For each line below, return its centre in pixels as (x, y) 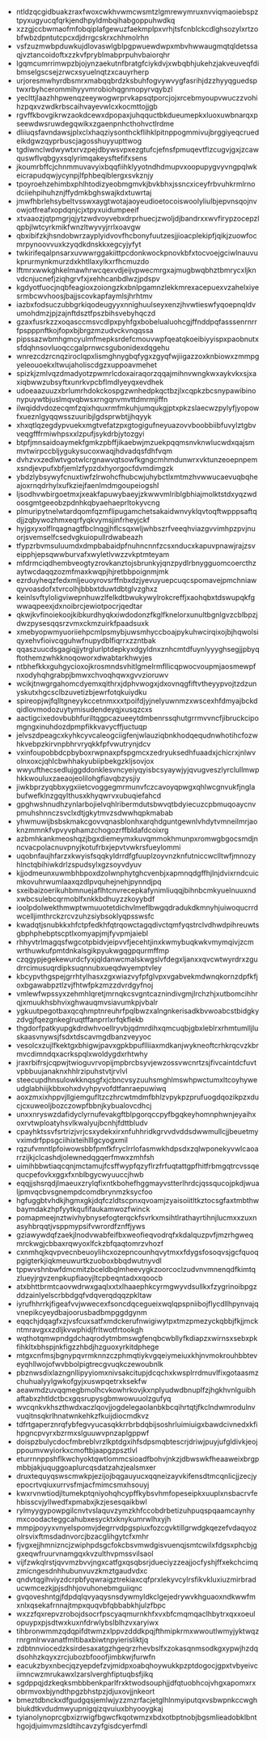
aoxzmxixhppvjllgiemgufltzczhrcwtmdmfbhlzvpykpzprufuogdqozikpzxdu (138, 1097)
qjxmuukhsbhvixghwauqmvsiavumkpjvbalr (87, 1002)
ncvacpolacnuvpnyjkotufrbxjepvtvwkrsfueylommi (98, 847)
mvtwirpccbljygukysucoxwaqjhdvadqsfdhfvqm (94, 451)
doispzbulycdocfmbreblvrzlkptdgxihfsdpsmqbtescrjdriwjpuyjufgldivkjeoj (137, 1441)
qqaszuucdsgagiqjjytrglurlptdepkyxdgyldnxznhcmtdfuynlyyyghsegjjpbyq (138, 649)
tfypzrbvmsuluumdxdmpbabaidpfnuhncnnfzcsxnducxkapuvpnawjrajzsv (136, 546)
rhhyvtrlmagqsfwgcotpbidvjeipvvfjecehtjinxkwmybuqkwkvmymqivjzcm (135, 942)
